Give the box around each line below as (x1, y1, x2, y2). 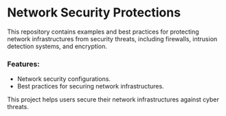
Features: (7, 59, 40, 69)
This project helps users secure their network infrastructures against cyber (7, 95, 220, 104)
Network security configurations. (16, 75, 111, 83)
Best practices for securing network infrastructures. (16, 82, 164, 91)
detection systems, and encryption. (7, 42, 108, 50)
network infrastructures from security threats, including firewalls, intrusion (7, 34, 218, 43)
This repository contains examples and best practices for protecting (7, 27, 199, 36)
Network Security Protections (7, 5, 181, 21)
